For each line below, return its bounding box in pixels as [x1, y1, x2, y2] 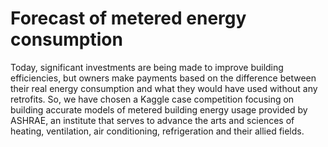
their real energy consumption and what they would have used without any [10, 82, 318, 94]
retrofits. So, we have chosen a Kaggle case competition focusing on [10, 93, 295, 105]
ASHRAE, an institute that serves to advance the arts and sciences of [10, 114, 295, 126]
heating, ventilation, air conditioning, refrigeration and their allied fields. [10, 125, 305, 137]
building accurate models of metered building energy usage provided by [10, 103, 308, 116]
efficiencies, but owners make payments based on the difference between [10, 72, 317, 84]
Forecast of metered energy [10, 7, 247, 30]
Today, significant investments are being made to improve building [10, 61, 284, 73]
